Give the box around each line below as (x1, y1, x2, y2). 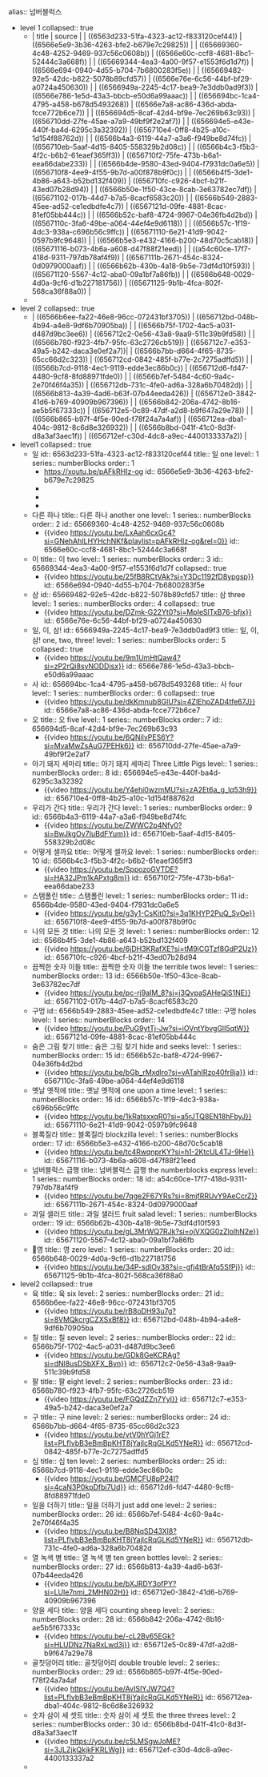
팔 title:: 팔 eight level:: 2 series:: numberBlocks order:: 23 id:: (31, 1377, 234, 1386)
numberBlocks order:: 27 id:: (31, 1562, 126, 1571)
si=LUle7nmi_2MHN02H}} (43, 1587, 130, 1597)
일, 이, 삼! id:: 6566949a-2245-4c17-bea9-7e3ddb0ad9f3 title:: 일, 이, (31, 625, 259, 635)
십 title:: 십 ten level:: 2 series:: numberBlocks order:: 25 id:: (31, 1456, 227, 1466)
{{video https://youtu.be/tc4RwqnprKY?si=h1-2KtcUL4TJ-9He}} (43, 1147, 254, 1157)
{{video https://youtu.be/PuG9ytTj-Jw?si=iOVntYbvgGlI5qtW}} (43, 1024, 250, 1033)
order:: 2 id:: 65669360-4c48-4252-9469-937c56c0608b (31, 519, 225, 528)
